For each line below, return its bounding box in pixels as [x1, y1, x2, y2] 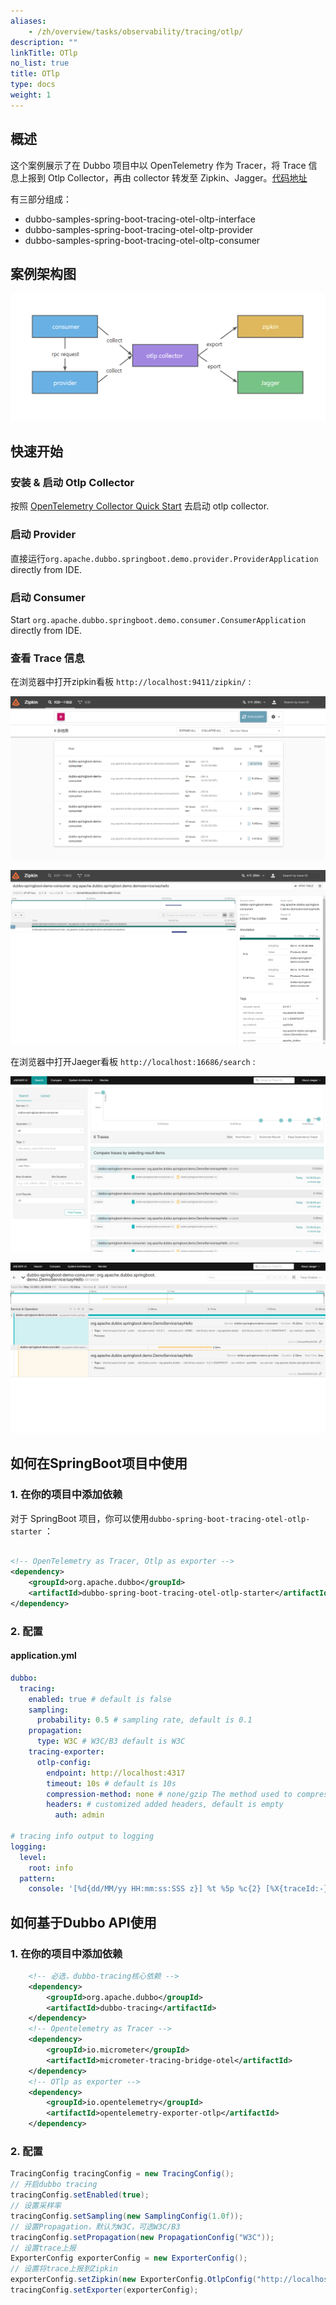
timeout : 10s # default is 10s [46, 1778, 177, 1789]
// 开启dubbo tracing [10, 2180, 98, 2190]
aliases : [10, 16, 47, 26]
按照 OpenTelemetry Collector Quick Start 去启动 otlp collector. [10, 500, 270, 512]
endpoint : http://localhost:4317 [46, 1768, 186, 1778]
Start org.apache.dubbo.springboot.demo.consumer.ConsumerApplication [10, 613, 307, 625]
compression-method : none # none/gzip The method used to [46, 1789, 293, 1799]
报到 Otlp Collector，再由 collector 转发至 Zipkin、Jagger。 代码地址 [27, 171, 308, 184]
